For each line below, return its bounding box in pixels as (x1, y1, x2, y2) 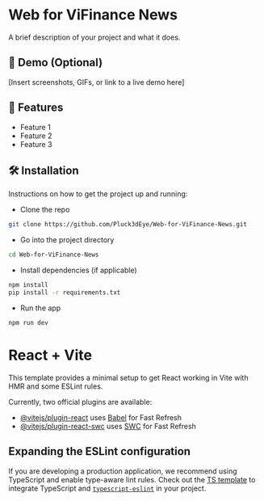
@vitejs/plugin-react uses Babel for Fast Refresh (19, 412, 182, 422)
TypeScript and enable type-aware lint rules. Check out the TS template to (8, 474, 256, 484)
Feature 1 (19, 122, 51, 132)
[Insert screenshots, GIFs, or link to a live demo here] (8, 77, 185, 86)
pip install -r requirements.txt (8, 288, 121, 297)
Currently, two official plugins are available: (8, 397, 153, 406)
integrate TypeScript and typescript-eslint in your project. (8, 483, 207, 493)
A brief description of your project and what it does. (8, 32, 181, 42)
